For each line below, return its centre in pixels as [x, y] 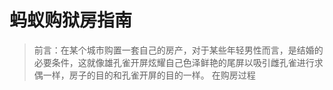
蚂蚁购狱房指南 [71, 20]
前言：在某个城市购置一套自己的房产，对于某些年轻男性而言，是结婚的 [178, 50]
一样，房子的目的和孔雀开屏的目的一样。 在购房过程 [149, 75]
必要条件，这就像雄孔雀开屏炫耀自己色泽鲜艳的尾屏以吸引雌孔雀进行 [174, 62]
